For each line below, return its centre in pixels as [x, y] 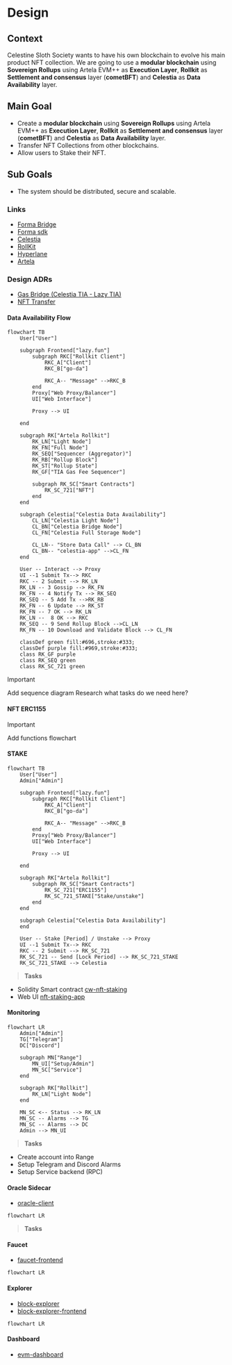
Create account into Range [56, 1157]
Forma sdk [33, 231]
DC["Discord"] [40, 1046]
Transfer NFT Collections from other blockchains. [88, 145]
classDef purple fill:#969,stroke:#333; [79, 648]
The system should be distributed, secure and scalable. [97, 191]
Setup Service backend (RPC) [60, 1172]
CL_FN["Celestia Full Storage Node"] [86, 533]
